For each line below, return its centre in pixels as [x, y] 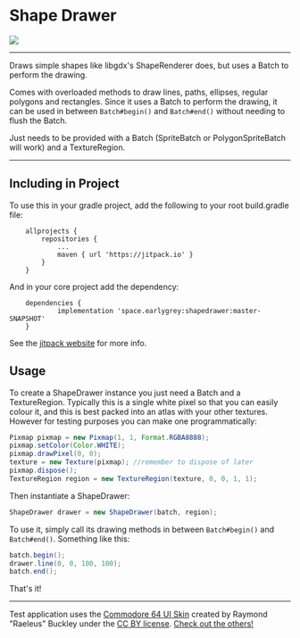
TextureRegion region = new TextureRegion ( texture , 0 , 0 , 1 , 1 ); [133, 478]
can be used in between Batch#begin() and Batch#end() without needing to [147, 111]
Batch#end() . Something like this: [70, 539]
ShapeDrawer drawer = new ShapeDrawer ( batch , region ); [113, 512]
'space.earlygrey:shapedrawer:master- [189, 311]
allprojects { [51, 231]
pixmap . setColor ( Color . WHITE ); [67, 446]
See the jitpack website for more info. [78, 343]
